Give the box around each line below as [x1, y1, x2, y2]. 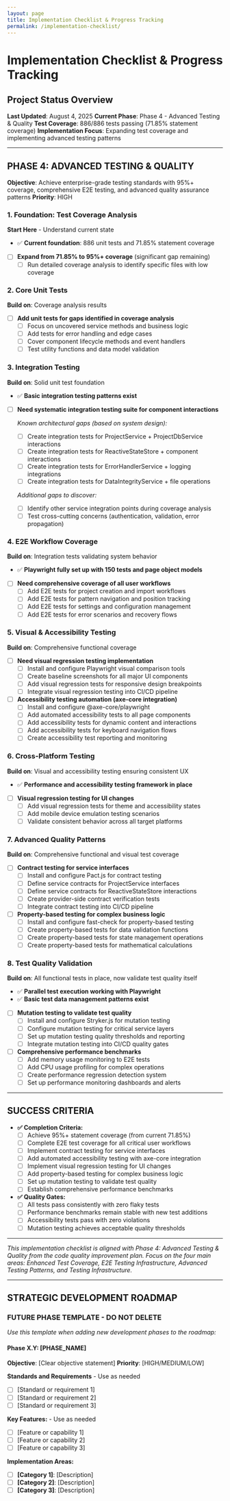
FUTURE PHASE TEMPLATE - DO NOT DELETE [7, 1313, 162, 1322]
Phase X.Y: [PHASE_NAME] [7, 1343, 87, 1352]
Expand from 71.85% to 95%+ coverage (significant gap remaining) [16, 253, 211, 261]
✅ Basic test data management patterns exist [16, 995, 149, 1004]
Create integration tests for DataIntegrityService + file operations [27, 477, 211, 485]
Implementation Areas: [7, 1457, 74, 1465]
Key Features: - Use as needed [7, 1415, 97, 1423]
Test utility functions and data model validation [27, 345, 159, 353]
